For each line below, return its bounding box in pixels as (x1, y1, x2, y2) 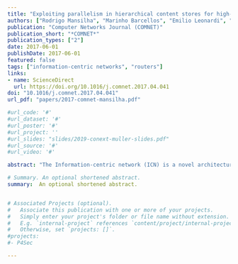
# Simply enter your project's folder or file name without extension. (7, 213, 230, 220)
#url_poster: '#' (7, 122, 59, 129)
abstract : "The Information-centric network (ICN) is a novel (7, 161, 195, 169)
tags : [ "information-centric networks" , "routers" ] (7, 63, 163, 70)
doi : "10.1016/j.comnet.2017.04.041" (7, 89, 119, 97)
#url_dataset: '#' (7, 116, 62, 123)
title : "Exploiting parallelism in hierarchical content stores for (7, 10, 214, 18)
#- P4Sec (7, 239, 33, 247)
